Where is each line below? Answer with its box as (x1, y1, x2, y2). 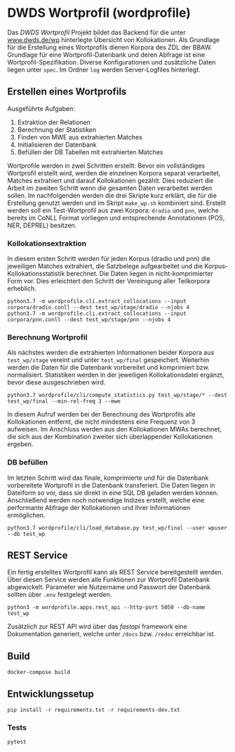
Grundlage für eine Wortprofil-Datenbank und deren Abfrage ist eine (7, 51, 206, 59)
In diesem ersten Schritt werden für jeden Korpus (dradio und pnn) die (7, 255, 210, 263)
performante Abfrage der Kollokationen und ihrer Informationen (7, 503, 191, 511)
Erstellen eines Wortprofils (7, 86, 127, 98)
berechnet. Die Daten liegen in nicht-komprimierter (66, 269, 214, 278)
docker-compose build (7, 669, 71, 676)
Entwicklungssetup (7, 687, 95, 699)
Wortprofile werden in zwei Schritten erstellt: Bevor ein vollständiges (7, 161, 206, 170)
